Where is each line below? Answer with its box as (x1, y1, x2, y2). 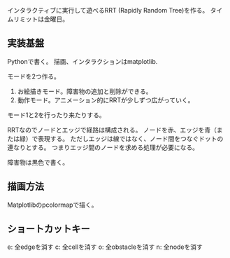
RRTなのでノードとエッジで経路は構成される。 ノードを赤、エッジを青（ (7, 125, 217, 134)
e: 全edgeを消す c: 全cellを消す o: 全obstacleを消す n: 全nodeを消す (7, 243, 203, 251)
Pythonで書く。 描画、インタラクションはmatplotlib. (7, 57, 158, 65)
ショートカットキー (7, 223, 90, 235)
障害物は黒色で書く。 (7, 158, 69, 166)
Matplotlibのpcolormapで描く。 (7, 201, 98, 209)
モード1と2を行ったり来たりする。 (7, 111, 106, 119)
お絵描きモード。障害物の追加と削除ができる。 (17, 87, 152, 95)
